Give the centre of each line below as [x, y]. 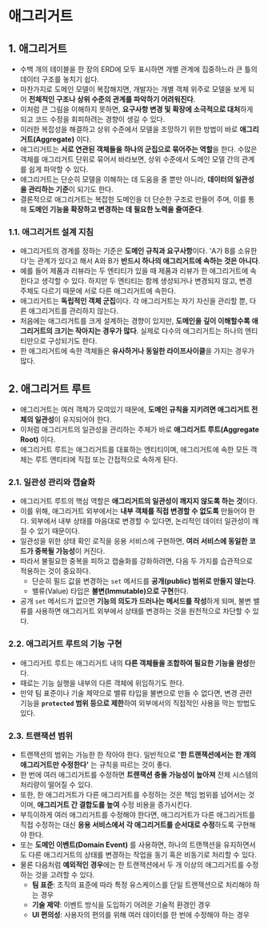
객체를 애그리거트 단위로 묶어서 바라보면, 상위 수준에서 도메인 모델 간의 [130, 159]
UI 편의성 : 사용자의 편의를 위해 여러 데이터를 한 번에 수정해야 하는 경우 [141, 915]
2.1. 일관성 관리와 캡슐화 [52, 483]
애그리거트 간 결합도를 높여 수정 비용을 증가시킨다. [114, 805]
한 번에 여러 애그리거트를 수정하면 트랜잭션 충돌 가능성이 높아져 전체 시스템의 [139, 775]
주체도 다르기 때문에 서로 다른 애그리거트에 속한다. [98, 291]
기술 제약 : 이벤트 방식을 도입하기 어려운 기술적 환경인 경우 [121, 905]
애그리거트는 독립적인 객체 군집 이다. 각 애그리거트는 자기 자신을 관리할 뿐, [134, 301]
